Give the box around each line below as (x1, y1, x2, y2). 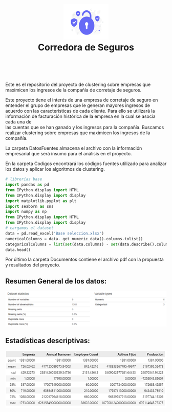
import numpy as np (5, 209, 47, 214)
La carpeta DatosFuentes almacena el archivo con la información (5, 145, 142, 151)
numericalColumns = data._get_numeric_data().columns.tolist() (5, 236, 143, 241)
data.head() (5, 247, 31, 253)
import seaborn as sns (5, 204, 54, 209)
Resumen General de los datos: (5, 277, 107, 285)
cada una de (5, 119, 32, 125)
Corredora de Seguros (37, 42, 135, 53)
